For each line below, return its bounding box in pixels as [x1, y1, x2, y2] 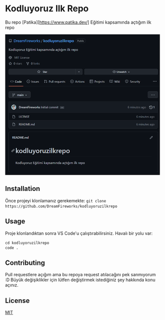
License [5, 296, 30, 305]
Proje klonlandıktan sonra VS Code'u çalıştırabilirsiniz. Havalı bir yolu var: [5, 230, 153, 236]
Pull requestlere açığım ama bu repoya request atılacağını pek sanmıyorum [5, 272, 156, 278]
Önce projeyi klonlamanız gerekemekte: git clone [5, 197, 107, 203]
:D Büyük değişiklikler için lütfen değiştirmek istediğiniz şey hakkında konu [5, 277, 156, 283]
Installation [5, 185, 40, 193]
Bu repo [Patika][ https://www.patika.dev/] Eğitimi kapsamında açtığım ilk [5, 19, 151, 25]
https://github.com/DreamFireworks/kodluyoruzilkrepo [5, 204, 118, 209]
